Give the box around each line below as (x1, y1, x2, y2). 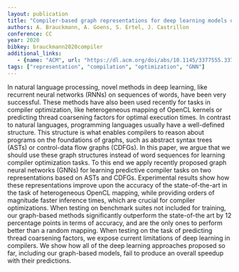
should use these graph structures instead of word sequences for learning (7, 151, 225, 159)
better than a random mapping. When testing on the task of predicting (7, 226, 213, 234)
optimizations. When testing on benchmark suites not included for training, (7, 203, 226, 212)
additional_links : (7, 50, 62, 58)
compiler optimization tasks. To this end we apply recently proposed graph (7, 158, 227, 167)
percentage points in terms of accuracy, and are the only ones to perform (7, 218, 223, 227)
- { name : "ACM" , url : (16, 57, 81, 64)
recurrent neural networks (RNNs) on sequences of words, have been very (7, 90, 226, 99)
